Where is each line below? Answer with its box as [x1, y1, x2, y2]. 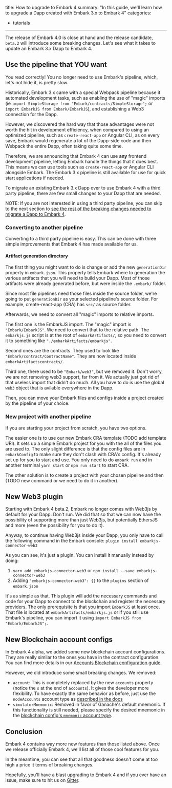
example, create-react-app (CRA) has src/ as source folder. [5, 302, 132, 308]
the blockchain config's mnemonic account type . [12, 712, 113, 719]
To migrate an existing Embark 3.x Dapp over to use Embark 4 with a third [5, 184, 161, 191]
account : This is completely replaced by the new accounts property [12, 680, 154, 686]
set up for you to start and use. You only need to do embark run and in [5, 457, 153, 463]
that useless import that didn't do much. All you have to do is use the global [5, 380, 165, 386]
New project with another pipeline [5, 413, 92, 420]
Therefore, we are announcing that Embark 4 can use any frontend [5, 153, 147, 159]
